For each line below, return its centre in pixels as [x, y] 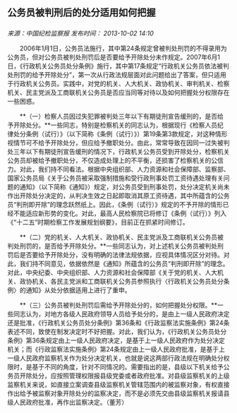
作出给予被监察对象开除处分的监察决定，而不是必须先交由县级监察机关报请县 [119, 393]
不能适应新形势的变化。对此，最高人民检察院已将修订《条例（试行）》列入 [120, 213]
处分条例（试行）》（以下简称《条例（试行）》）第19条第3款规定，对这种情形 [120, 134]
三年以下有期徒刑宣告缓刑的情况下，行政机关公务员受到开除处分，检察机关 [121, 152]
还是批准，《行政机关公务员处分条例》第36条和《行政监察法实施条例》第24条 [119, 323]
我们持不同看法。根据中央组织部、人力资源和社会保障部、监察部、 [134, 169]
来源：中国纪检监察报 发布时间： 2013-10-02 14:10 [80, 33]
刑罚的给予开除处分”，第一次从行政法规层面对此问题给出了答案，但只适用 [120, 75]
